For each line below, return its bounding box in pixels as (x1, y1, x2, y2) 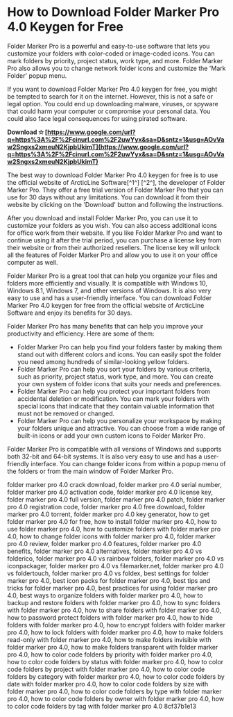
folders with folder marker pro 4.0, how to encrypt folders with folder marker (7, 620, 225, 629)
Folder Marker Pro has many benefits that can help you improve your (7, 322, 204, 330)
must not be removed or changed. (17, 409, 115, 418)
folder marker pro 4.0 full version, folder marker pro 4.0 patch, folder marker (7, 495, 225, 504)
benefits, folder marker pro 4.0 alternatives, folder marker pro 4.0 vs (7, 547, 202, 555)
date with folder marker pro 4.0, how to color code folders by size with (7, 679, 209, 688)
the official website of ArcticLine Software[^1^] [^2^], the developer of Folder (7, 178, 225, 186)
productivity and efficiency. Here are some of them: (7, 329, 155, 338)
